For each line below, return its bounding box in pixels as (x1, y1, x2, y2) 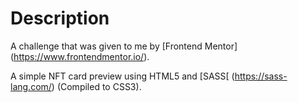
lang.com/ (10, 80, 52, 92)
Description (10, 7, 110, 30)
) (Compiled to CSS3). (51, 80, 142, 92)
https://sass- (234, 70, 288, 82)
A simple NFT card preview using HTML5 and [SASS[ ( (10, 70, 235, 82)
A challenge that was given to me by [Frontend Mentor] (10, 40, 238, 52)
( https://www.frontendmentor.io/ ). (10, 50, 150, 62)
